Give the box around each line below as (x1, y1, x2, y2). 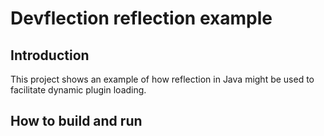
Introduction (10, 47, 90, 64)
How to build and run (10, 113, 143, 130)
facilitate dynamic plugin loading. (10, 84, 147, 96)
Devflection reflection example (10, 7, 273, 30)
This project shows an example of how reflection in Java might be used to (10, 73, 315, 85)
